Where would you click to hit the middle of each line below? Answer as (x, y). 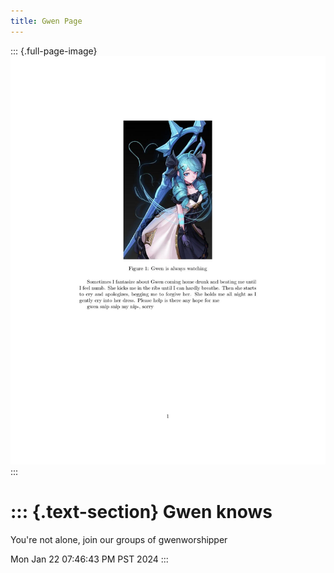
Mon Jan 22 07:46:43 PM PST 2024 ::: (89, 559)
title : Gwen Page (46, 21)
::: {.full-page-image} (54, 51)
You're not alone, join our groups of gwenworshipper (119, 539)
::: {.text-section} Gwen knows (141, 512)
